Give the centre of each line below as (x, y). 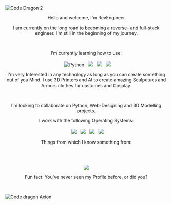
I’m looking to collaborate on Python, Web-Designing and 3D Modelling (86, 105)
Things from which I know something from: (86, 142)
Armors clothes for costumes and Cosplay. (86, 85)
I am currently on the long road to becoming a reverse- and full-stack (86, 28)
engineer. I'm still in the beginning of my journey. (86, 33)
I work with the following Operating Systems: (86, 121)
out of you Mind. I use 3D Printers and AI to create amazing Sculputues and (86, 80)
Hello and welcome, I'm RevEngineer (86, 18)
